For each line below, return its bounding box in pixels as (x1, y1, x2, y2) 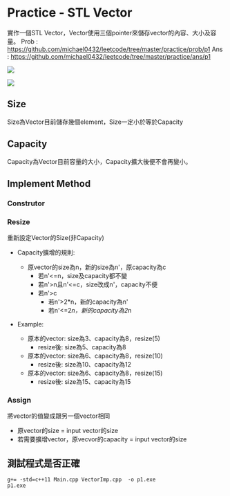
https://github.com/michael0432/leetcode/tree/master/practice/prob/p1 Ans (7, 45, 223, 53)
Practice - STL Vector (7, 5, 133, 21)
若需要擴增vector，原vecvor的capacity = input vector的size (17, 435, 187, 443)
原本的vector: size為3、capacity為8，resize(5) (27, 334, 161, 343)
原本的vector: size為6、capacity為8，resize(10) (27, 351, 164, 360)
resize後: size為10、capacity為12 (37, 360, 131, 369)
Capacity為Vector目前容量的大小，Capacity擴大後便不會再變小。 (7, 157, 192, 165)
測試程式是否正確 (7, 457, 80, 469)
